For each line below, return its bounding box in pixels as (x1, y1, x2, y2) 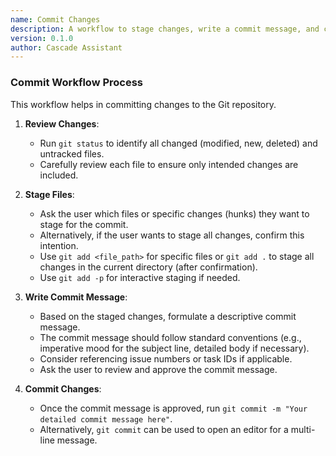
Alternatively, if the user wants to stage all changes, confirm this (39, 229, 305, 241)
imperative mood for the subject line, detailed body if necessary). (39, 342, 310, 354)
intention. (39, 239, 79, 251)
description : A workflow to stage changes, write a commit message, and (10, 24, 320, 34)
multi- (290, 423, 316, 435)
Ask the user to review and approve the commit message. (39, 363, 278, 375)
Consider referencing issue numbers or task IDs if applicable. (39, 352, 293, 365)
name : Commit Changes (10, 14, 101, 25)
